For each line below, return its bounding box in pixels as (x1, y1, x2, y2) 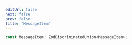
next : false (5, 12, 30, 17)
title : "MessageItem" (5, 21, 51, 26)
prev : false (5, 16, 30, 21)
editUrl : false (5, 7, 37, 12)
